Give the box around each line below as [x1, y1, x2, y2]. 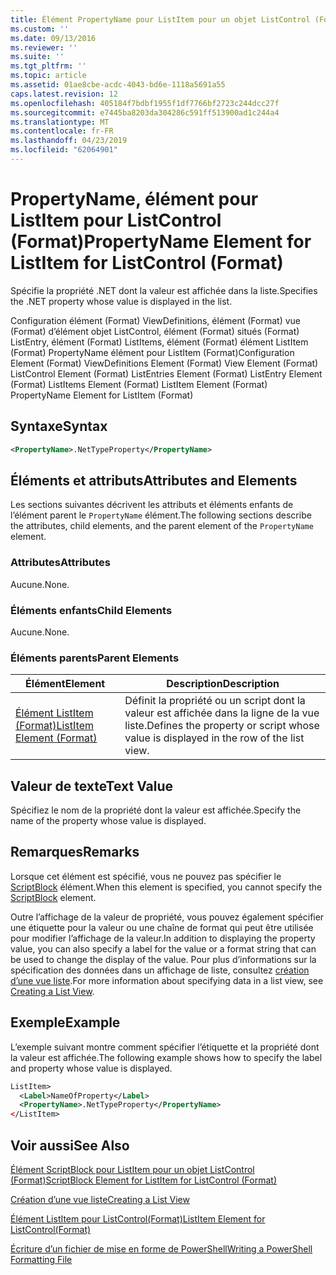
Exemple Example [10, 1014, 121, 1031]
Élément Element [25, 677, 106, 691]
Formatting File [10, 1253, 73, 1265]
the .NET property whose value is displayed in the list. [10, 295, 233, 307]
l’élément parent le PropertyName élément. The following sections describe [10, 509, 312, 521]
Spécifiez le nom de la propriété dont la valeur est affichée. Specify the [10, 804, 302, 816]
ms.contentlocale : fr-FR [10, 126, 114, 136]
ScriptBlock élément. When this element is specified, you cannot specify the [10, 881, 323, 893]
